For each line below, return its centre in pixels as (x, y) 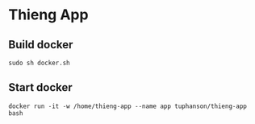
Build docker (41, 45)
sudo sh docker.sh (39, 63)
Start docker (40, 87)
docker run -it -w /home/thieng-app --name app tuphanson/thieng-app (128, 106)
